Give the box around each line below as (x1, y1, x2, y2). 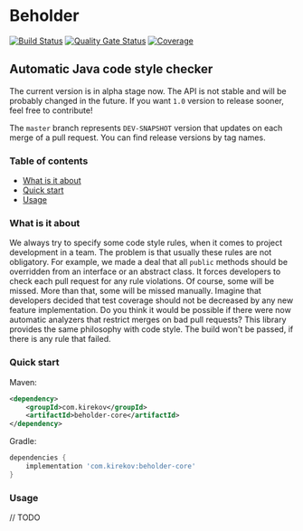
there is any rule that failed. (9, 334, 111, 345)
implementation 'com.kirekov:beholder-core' (25, 462, 196, 471)
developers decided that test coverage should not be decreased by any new (9, 295, 294, 306)
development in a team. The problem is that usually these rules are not (9, 247, 272, 258)
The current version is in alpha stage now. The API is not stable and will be (9, 85, 287, 96)
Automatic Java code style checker (9, 62, 213, 77)
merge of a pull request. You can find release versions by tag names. (9, 132, 266, 143)
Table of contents (9, 155, 89, 167)
